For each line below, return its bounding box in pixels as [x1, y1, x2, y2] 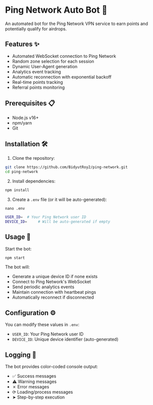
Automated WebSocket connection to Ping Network [12, 53, 116, 59]
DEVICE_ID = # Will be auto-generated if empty [5, 219, 110, 224]
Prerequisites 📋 [5, 99, 55, 107]
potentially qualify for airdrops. [5, 25, 67, 31]
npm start [5, 255, 25, 260]
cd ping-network [5, 169, 38, 175]
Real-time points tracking [12, 79, 63, 85]
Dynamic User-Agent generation [12, 63, 78, 69]
